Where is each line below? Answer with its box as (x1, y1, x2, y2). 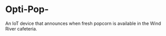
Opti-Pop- (5, 4, 49, 15)
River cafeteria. (5, 25, 37, 31)
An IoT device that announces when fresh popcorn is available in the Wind (5, 20, 161, 26)
